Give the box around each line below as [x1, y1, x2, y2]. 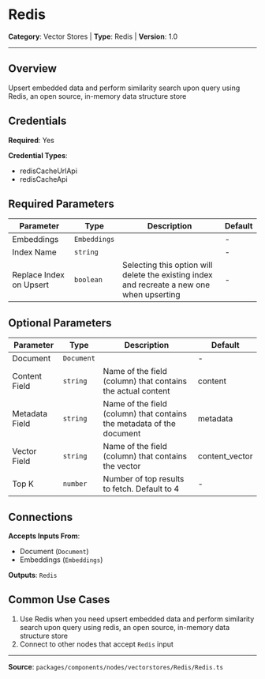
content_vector [197, 451, 253, 462]
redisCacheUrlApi [19, 166, 77, 175]
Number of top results [103, 473, 185, 485]
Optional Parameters [8, 316, 112, 330]
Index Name [12, 247, 57, 258]
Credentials [8, 115, 67, 128]
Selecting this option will [121, 259, 213, 270]
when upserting [121, 289, 181, 300]
